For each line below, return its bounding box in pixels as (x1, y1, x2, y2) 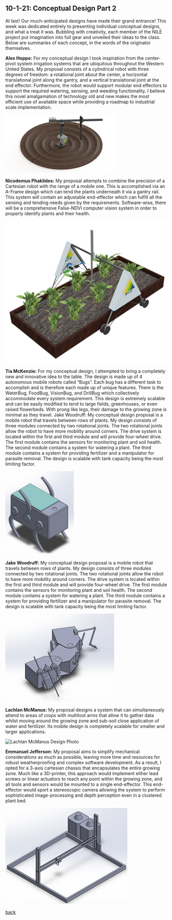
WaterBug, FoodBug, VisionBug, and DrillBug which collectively (5, 390, 140, 396)
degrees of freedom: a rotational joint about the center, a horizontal (5, 71, 148, 78)
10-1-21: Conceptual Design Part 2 (5, 4, 117, 13)
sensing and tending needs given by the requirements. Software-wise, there (5, 199, 166, 205)
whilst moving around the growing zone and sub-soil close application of (5, 718, 159, 724)
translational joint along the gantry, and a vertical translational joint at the (5, 77, 159, 83)
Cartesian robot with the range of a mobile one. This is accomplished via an (5, 183, 165, 189)
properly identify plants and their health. (5, 210, 90, 216)
